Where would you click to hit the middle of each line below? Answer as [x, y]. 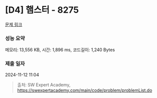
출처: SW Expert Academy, [44, 85]
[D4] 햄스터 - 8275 [42, 10]
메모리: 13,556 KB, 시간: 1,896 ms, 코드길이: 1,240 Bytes [60, 50]
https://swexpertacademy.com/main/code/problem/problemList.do [85, 90]
